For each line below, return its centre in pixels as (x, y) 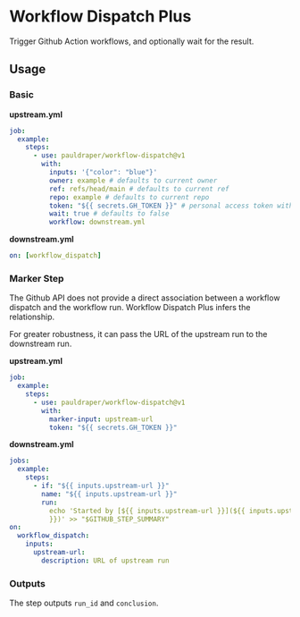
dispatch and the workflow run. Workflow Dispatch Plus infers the (130, 308)
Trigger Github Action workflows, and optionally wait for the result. (132, 41)
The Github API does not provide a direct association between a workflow (145, 298)
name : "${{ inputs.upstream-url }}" (109, 494)
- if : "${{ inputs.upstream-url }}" (101, 486)
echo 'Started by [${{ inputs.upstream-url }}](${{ (147, 511)
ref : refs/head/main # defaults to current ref (139, 189)
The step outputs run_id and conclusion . (84, 603)
